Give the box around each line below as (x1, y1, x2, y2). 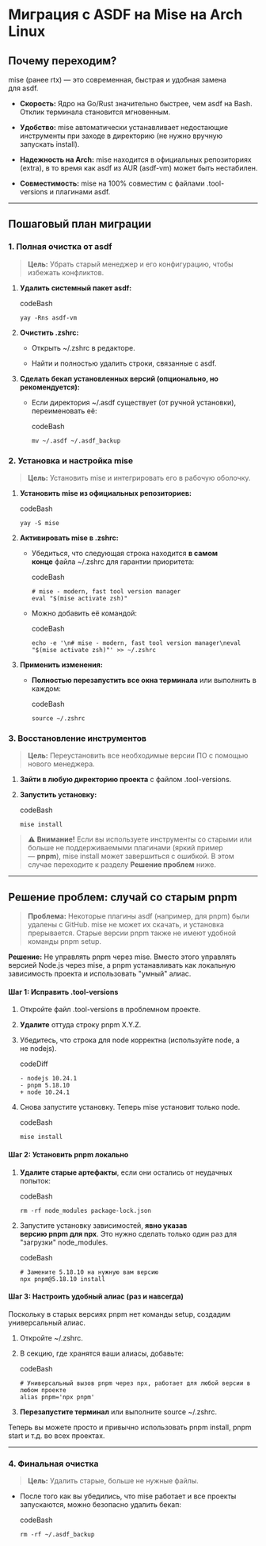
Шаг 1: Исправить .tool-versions (8, 987, 119, 996)
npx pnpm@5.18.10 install (19, 1275, 105, 1283)
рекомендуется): (19, 382, 81, 392)
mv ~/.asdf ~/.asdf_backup (31, 436, 121, 445)
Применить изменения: (19, 660, 103, 669)
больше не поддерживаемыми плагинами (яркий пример (27, 843, 223, 853)
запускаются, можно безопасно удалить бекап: (19, 1500, 182, 1509)
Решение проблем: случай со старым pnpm (8, 890, 237, 903)
